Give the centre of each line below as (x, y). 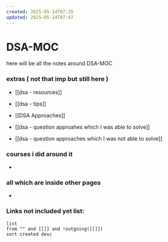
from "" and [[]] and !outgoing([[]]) (55, 229)
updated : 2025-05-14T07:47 (40, 17)
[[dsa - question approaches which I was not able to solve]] (88, 138)
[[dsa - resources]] (38, 92)
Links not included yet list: (46, 211)
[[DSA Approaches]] (40, 115)
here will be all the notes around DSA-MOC (59, 63)
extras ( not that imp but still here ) (58, 79)
